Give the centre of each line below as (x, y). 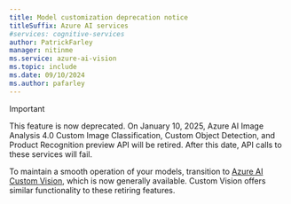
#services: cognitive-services (67, 34)
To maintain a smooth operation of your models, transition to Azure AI (136, 171)
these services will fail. (51, 154)
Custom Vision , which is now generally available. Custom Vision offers (138, 180)
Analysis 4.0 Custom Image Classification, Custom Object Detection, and (142, 135)
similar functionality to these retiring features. (92, 190)
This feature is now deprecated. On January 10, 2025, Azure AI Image (137, 126)
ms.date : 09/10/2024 (47, 75)
